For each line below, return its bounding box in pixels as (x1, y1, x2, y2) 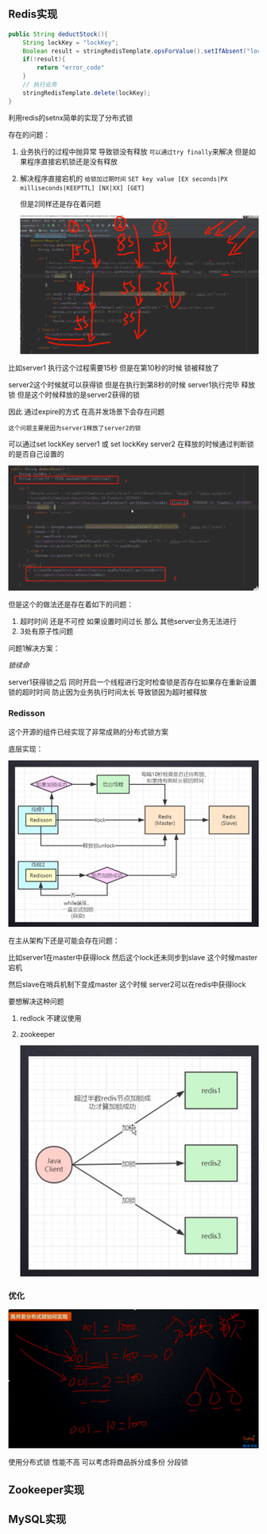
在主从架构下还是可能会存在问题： (8, 936, 120, 946)
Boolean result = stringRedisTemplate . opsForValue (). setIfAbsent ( (22, 47, 247, 55)
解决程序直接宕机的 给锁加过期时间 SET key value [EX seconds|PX (19, 174, 228, 183)
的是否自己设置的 (8, 449, 64, 458)
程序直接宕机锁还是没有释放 (26, 156, 118, 166)
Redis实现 (8, 7, 58, 22)
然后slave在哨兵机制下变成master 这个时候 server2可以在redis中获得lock (8, 979, 246, 990)
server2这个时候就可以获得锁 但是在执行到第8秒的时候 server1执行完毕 (8, 379, 240, 389)
